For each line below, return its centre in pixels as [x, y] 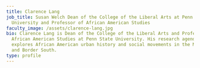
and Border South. [35, 50]
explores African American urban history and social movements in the [101, 45]
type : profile [24, 56]
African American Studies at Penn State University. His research [96, 39]
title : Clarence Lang [33, 12]
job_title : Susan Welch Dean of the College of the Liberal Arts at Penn [100, 17]
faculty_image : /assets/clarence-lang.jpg [60, 28]
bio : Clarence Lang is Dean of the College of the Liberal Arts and [93, 34]
